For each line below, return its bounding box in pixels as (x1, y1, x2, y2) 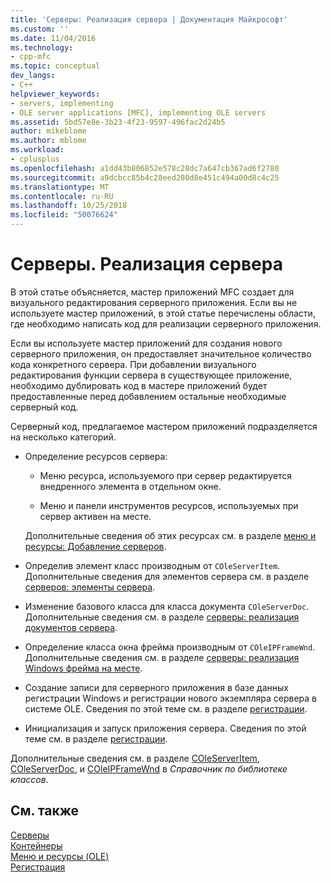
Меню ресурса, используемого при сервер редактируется (39, 469, 293, 481)
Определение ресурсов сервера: (24, 450, 168, 462)
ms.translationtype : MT (10, 182, 110, 192)
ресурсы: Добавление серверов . (24, 540, 167, 552)
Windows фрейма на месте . (24, 662, 143, 674)
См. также (10, 802, 80, 820)
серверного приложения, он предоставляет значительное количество (10, 347, 312, 360)
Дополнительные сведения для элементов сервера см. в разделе (24, 570, 310, 582)
